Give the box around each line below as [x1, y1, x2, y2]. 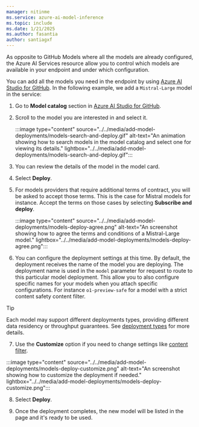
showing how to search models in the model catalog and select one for [14, 139, 192, 145]
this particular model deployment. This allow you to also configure [14, 273, 180, 281]
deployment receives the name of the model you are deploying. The [14, 261, 184, 268]
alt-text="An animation [129, 132, 186, 139]
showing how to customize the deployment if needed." [6, 372, 142, 378]
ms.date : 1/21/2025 [6, 25, 55, 32]
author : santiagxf [6, 37, 52, 43]
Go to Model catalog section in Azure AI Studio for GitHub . [14, 102, 162, 109]
